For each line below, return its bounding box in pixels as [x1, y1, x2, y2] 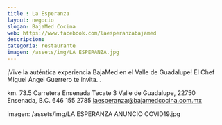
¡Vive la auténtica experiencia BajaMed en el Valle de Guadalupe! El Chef [7, 67, 215, 76]
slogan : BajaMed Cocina [7, 23, 76, 30]
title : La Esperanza [7, 10, 70, 17]
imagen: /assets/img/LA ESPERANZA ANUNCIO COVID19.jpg [7, 109, 180, 118]
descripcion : [7, 36, 45, 43]
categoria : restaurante [7, 42, 76, 49]
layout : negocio [7, 17, 54, 24]
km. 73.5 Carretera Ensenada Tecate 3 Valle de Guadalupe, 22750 [7, 88, 196, 97]
